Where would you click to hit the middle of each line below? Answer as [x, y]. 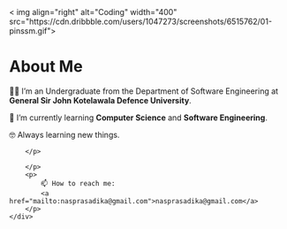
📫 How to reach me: [78, 183]
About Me [46, 67]
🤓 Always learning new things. [64, 134]
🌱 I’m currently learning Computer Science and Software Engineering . [138, 118]
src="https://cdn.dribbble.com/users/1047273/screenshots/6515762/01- [140, 21]
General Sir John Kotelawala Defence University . [100, 100]
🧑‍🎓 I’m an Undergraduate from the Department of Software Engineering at [144, 91]
